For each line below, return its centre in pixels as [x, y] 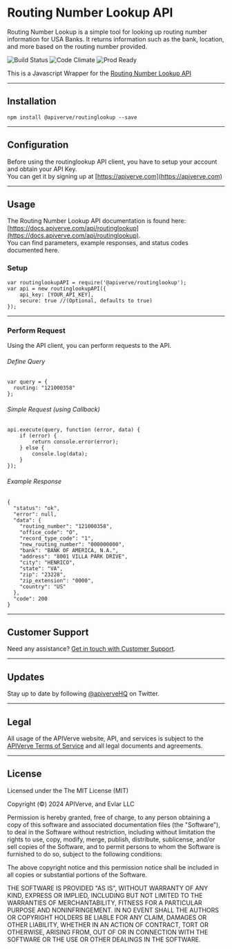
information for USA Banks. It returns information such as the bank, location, [116, 39]
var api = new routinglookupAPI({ [57, 288]
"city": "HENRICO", [48, 562]
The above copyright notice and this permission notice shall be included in [113, 867]
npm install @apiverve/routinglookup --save [72, 117]
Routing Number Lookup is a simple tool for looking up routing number [107, 32]
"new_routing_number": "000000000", [72, 544]
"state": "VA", [41, 568]
